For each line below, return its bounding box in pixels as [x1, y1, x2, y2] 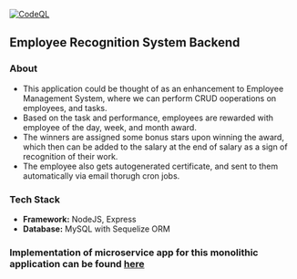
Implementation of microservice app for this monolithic [9, 246, 259, 259]
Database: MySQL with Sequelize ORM [22, 223, 170, 234]
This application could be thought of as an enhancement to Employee [22, 83, 284, 94]
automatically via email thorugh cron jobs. [22, 170, 180, 181]
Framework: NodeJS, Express [22, 213, 137, 224]
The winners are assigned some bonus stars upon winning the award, [22, 131, 285, 142]
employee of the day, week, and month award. [22, 121, 198, 132]
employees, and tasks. [22, 102, 108, 113]
